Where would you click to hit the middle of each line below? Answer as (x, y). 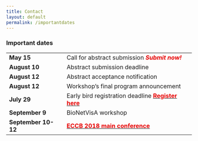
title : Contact (25, 11)
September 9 (28, 112)
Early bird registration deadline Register (122, 96)
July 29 (20, 99)
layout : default (26, 17)
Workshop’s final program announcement (124, 86)
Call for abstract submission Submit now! (124, 58)
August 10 (24, 67)
